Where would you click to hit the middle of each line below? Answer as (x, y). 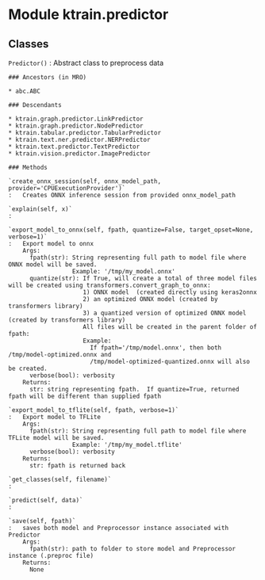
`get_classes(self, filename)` (60, 479)
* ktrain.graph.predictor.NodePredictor (76, 126)
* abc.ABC (25, 91)
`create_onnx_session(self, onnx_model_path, (84, 181)
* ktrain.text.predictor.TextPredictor (74, 147)
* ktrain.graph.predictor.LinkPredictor (76, 119)
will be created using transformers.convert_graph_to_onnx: (110, 285)
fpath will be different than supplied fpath (84, 396)
